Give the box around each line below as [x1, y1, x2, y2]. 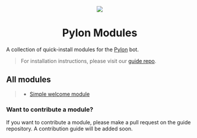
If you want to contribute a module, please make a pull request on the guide [6, 119, 191, 126]
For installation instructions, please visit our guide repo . [20, 57, 157, 64]
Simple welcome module [29, 90, 90, 98]
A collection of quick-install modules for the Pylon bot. [6, 46, 139, 53]
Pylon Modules [62, 26, 138, 40]
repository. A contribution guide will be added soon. [6, 125, 133, 133]
